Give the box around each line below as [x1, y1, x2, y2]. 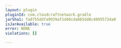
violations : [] [5, 31, 37, 36]
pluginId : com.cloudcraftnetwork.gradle [5, 12, 92, 17]
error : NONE [5, 26, 30, 31]
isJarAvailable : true [5, 21, 51, 27]
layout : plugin [5, 7, 37, 13]
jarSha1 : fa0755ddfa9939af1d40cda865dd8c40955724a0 [5, 17, 116, 22]
